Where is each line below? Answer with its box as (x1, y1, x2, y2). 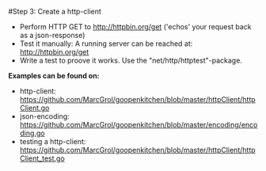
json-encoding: (19, 112, 70, 121)
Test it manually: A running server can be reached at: (19, 39, 193, 48)
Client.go (19, 103, 50, 112)
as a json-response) (19, 31, 85, 40)
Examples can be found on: (8, 71, 101, 80)
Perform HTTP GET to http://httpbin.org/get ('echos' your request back (19, 22, 252, 31)
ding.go (19, 128, 45, 138)
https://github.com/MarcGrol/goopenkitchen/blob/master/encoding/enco (19, 120, 258, 129)
